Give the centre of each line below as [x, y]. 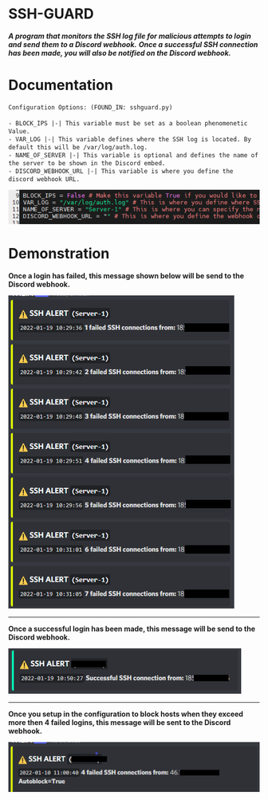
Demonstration [59, 253]
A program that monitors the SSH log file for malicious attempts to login [130, 36]
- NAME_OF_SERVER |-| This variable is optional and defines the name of [134, 155]
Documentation [61, 85]
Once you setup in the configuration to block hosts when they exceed [126, 714]
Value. [19, 131]
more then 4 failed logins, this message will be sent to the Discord [120, 722]
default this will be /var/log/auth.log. [78, 147]
